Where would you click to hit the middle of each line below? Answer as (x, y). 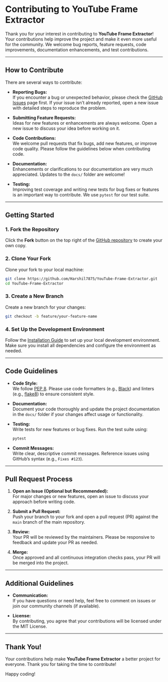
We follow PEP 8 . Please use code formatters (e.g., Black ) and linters (83, 388)
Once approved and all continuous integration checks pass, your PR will (86, 558)
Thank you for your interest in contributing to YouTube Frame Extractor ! (79, 34)
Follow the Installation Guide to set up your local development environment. (83, 340)
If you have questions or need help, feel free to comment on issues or (84, 601)
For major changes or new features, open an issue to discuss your (80, 497)
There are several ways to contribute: (44, 82)
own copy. (16, 246)
